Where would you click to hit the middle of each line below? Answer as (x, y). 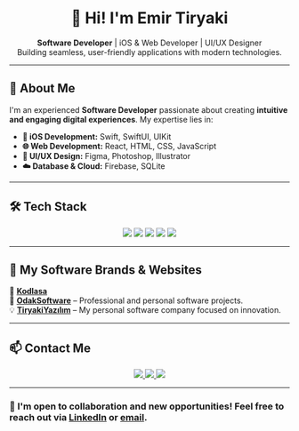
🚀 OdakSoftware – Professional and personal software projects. (126, 300)
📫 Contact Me (50, 348)
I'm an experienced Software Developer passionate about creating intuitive (149, 109)
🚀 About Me (42, 88)
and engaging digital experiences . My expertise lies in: (111, 119)
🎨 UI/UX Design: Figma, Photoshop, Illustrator (106, 156)
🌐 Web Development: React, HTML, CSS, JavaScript (119, 146)
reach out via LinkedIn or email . (78, 418)
